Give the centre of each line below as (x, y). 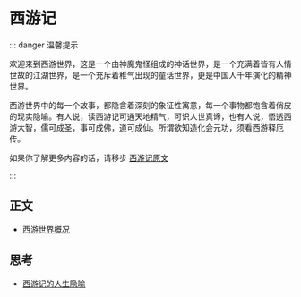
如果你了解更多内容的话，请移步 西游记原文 (89, 157)
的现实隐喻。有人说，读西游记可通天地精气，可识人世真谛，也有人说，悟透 (146, 116)
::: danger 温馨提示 (44, 45)
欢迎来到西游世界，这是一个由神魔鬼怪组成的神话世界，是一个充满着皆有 (142, 64)
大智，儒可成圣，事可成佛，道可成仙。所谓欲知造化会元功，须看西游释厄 (150, 127)
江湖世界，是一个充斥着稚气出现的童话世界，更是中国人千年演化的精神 (162, 75)
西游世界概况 (46, 229)
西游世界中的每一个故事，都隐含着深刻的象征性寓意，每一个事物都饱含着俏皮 (150, 105)
